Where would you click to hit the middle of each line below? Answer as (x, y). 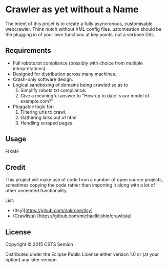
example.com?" (37, 101)
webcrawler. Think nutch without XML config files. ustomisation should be (83, 29)
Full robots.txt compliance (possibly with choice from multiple (78, 63)
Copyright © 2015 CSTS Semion (39, 244)
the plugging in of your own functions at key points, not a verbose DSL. (80, 34)
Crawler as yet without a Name (72, 9)
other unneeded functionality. (37, 191)
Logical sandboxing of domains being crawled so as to (70, 85)
